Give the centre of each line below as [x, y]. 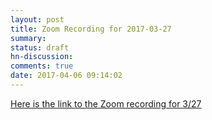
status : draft [40, 47]
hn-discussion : [42, 57]
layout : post [37, 19]
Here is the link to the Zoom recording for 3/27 [106, 103]
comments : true [42, 66]
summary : [28, 38]
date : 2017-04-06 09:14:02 [66, 76]
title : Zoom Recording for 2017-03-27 [91, 29]
